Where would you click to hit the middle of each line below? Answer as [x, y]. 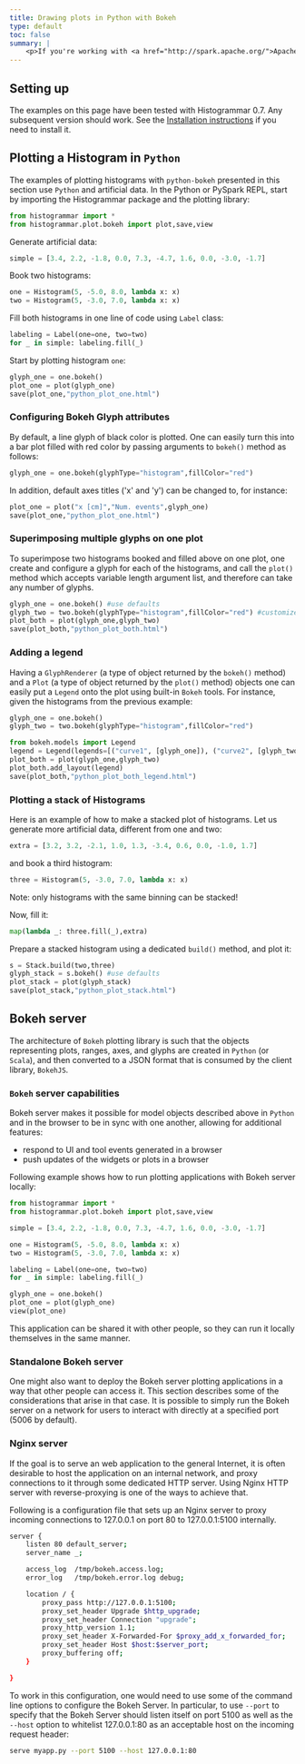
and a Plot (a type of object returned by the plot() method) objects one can [152, 682]
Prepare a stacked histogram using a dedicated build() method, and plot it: [151, 949]
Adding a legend [46, 653]
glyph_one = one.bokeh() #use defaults [85, 604]
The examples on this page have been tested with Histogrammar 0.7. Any [146, 110]
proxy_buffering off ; [83, 1653]
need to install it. [40, 129]
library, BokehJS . [39, 1069]
